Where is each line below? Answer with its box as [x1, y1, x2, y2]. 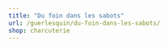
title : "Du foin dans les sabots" [8, 11, 125, 20]
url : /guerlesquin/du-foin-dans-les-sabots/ [8, 19, 161, 27]
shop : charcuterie [8, 26, 70, 34]
